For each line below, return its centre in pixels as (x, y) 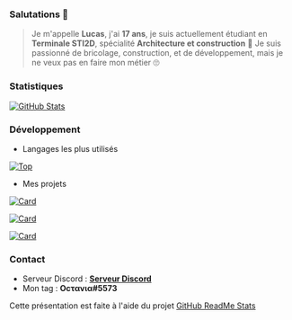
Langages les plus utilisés (70, 148)
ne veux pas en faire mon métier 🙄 (95, 63)
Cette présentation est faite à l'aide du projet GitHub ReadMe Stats (133, 306)
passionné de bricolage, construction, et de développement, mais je (157, 53)
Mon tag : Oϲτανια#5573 (70, 289)
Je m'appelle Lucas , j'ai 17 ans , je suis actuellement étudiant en (149, 34)
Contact (27, 259)
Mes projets (44, 183)
